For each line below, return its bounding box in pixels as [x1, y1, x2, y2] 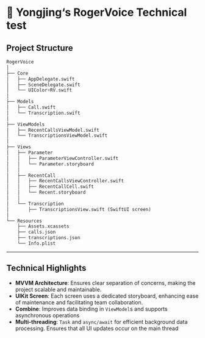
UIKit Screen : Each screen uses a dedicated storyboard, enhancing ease [15, 292, 199, 300]
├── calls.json [17, 229, 56, 236]
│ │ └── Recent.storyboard [6, 189, 86, 196]
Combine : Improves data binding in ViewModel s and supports [15, 305, 168, 312]
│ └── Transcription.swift [6, 110, 81, 116]
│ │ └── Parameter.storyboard [6, 161, 95, 167]
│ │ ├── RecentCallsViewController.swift [6, 178, 124, 184]
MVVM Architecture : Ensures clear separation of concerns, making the [15, 279, 196, 286]
